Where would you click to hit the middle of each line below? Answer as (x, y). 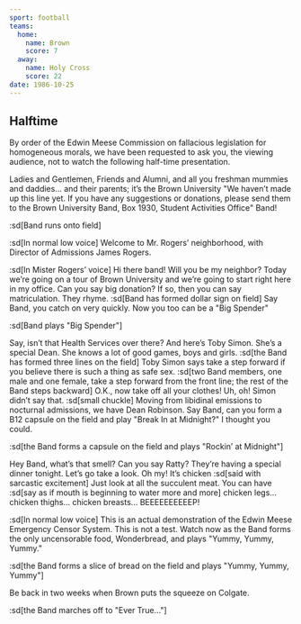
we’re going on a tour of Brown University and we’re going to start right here (150, 279)
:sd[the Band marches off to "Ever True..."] (89, 610)
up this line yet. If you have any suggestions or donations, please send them (150, 198)
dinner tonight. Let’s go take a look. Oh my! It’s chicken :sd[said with (135, 474)
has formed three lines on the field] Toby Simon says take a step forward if (147, 362)
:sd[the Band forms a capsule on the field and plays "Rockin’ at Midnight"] (146, 447)
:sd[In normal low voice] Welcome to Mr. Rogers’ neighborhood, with (136, 243)
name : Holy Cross (58, 68)
